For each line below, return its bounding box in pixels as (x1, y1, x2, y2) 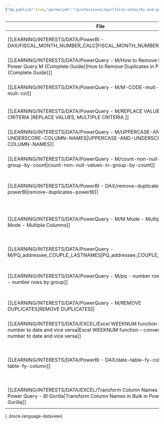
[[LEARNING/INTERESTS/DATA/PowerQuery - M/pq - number (7, 273, 150, 279)
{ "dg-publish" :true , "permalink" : (5, 7, 73, 12)
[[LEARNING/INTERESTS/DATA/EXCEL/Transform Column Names (7, 386, 158, 393)
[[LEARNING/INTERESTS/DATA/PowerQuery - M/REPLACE (7, 107, 143, 114)
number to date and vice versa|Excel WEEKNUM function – (7, 326, 143, 333)
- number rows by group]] (7, 278, 68, 285)
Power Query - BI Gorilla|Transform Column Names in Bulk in (7, 393, 148, 399)
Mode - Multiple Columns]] (7, 222, 71, 228)
